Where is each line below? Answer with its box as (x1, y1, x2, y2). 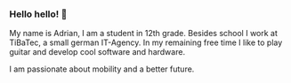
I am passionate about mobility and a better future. (9, 64, 195, 74)
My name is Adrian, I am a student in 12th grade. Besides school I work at (9, 28, 279, 39)
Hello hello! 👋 (9, 8, 68, 20)
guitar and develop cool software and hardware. (9, 47, 185, 57)
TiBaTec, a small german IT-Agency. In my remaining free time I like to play (9, 37, 283, 48)
